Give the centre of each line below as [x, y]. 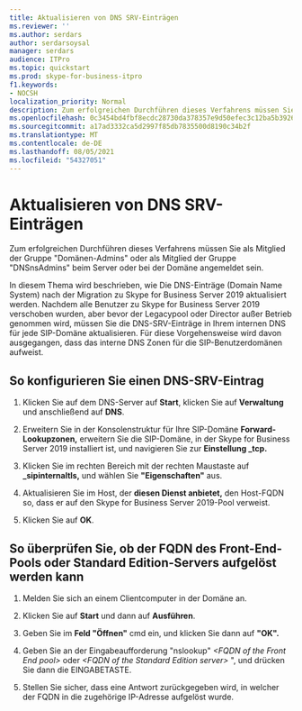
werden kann [47, 576]
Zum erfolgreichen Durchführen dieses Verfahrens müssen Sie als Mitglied [147, 249]
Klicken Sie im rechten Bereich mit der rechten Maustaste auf [136, 466]
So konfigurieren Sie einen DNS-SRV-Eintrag [137, 381]
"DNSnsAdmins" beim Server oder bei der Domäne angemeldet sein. [137, 268]
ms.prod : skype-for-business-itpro [76, 77]
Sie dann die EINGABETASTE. [77, 670]
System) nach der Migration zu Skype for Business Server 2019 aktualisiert [148, 295]
